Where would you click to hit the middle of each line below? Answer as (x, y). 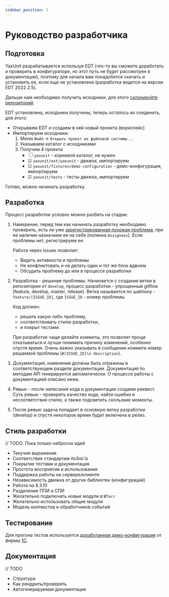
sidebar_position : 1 (27, 10)
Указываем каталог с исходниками (58, 144)
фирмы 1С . (17, 541)
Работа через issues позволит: (46, 250)
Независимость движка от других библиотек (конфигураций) (79, 480)
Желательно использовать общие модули (58, 502)
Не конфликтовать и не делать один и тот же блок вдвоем (83, 266)
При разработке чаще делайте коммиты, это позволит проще (79, 337)
